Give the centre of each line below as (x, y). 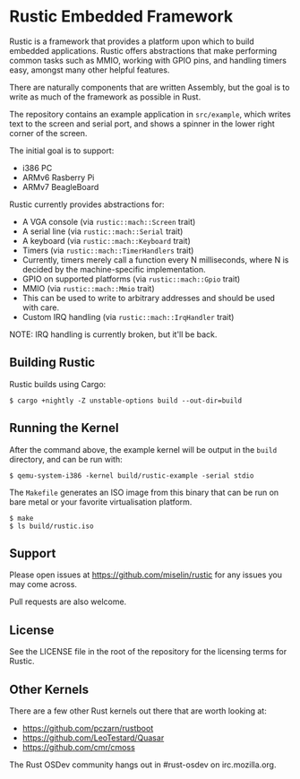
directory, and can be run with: (66, 459)
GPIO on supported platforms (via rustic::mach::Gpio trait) (131, 279)
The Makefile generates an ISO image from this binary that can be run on (144, 492)
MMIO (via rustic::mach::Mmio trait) (88, 288)
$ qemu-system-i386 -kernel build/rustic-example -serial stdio (132, 476)
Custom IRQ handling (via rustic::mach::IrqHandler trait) (128, 316)
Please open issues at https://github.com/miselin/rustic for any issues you (146, 575)
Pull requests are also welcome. (68, 602)
